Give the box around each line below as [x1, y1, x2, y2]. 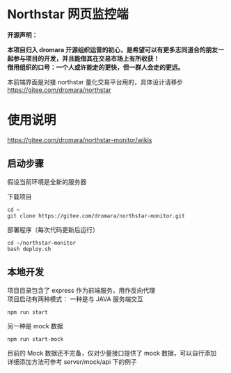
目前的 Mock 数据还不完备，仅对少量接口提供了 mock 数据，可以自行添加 [7, 349, 217, 357]
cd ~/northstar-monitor [7, 239, 77, 246]
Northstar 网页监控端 [7, 6, 129, 22]
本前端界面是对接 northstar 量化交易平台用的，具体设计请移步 [7, 77, 184, 86]
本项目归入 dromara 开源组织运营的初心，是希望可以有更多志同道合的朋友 [7, 45, 218, 54]
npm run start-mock [7, 335, 64, 342]
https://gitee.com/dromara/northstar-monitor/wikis [7, 135, 152, 144]
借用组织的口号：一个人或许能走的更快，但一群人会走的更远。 [7, 63, 184, 71]
